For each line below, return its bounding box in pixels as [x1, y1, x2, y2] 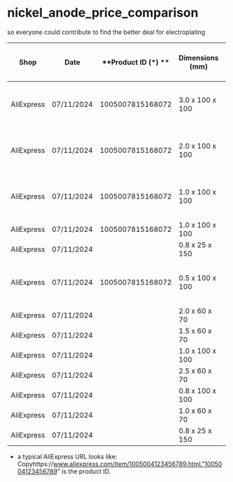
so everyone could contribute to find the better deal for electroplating [7, 28, 206, 36]
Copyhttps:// [17, 460, 54, 468]
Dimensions [178, 53, 219, 63]
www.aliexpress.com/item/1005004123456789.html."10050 [53, 460, 223, 468]
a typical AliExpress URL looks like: [17, 452, 118, 460]
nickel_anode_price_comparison [7, 5, 199, 21]
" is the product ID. [57, 467, 111, 475]
